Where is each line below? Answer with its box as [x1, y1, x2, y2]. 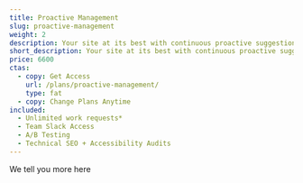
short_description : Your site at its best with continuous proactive [9, 47, 277, 56]
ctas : [9, 64, 30, 73]
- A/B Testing [17, 131, 70, 140]
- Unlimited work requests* [17, 114, 124, 123]
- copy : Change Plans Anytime [17, 96, 131, 106]
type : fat [25, 88, 63, 97]
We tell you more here [9, 163, 92, 174]
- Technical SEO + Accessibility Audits [17, 139, 171, 148]
